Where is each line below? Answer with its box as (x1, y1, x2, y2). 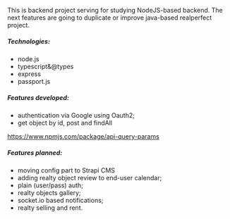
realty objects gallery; (17, 188, 81, 196)
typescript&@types (17, 62, 74, 70)
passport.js (17, 77, 51, 85)
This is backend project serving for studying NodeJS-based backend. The (7, 6, 224, 14)
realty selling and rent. (17, 204, 83, 212)
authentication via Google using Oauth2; (17, 111, 135, 119)
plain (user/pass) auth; (17, 181, 83, 189)
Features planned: (7, 148, 63, 157)
